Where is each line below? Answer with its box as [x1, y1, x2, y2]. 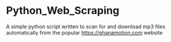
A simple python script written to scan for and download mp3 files [6, 23, 166, 30]
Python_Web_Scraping [6, 4, 119, 17]
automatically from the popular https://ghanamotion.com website [6, 29, 163, 36]
